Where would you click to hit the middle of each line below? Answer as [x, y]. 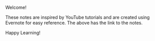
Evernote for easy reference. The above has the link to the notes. [74, 23]
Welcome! [16, 7]
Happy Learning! [23, 33]
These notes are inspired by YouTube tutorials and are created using [77, 17]
